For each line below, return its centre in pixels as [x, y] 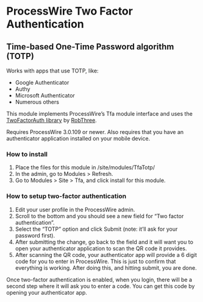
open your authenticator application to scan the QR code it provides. [101, 248]
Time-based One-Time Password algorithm [90, 47]
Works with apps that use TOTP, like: [52, 71]
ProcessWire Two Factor [69, 11]
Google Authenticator [42, 83]
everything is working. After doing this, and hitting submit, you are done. [106, 268]
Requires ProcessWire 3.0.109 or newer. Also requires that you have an [95, 132]
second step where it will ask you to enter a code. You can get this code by [101, 286]
